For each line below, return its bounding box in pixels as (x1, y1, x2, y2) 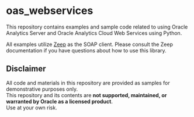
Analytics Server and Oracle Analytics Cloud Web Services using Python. (6, 29, 182, 36)
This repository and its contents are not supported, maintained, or (6, 91, 167, 98)
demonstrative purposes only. (6, 86, 78, 93)
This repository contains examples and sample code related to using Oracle (6, 23, 188, 30)
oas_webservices (6, 4, 93, 17)
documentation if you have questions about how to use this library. (6, 47, 167, 54)
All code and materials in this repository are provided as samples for (6, 79, 171, 86)
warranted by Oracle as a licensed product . (6, 98, 113, 105)
